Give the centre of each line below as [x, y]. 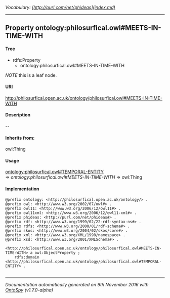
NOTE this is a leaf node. [31, 75]
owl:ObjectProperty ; [57, 252]
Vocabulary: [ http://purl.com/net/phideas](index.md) [60, 7]
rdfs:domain [27, 257]
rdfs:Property [27, 60]
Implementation [22, 189]
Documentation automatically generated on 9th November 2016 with [77, 284]
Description [18, 115]
